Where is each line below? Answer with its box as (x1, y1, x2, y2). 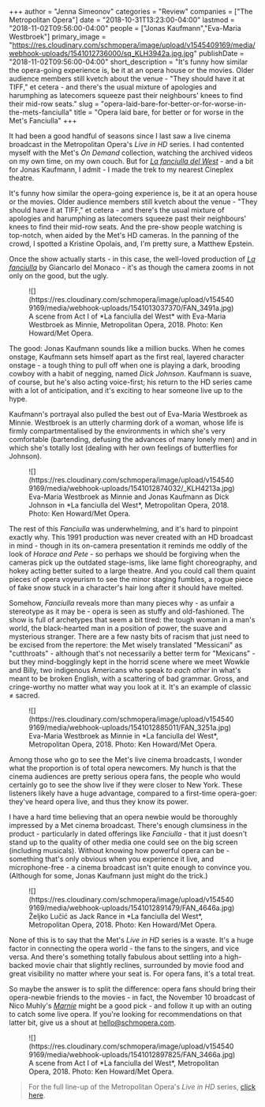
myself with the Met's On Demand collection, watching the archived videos (9, 148, 253, 157)
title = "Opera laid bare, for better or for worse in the (74, 108, 244, 117)
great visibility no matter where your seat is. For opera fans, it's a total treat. (9, 969, 256, 978)
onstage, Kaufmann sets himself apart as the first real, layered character (9, 352, 244, 361)
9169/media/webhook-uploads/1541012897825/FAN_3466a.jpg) (28, 1050, 236, 1059)
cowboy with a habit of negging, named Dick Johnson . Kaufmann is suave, (9, 369, 252, 378)
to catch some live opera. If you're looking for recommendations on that (9, 1010, 243, 1018)
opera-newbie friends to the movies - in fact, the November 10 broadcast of (9, 992, 256, 1002)
